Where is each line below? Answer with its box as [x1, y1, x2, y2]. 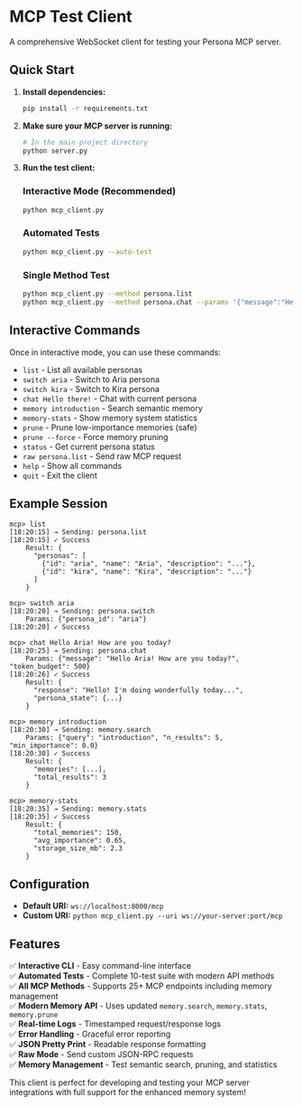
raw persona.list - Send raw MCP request [22, 450, 182, 462]
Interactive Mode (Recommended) [22, 185, 177, 198]
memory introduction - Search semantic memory [22, 402, 203, 413]
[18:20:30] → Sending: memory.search [9, 726, 151, 735]
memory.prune [9, 1010, 59, 1020]
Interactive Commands [9, 323, 141, 338]
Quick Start [9, 62, 75, 78]
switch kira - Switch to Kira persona [22, 383, 160, 394]
